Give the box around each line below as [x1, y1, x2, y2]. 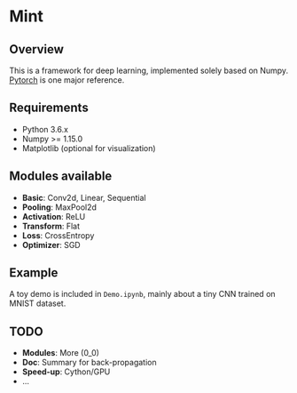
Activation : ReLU [21, 211, 86, 221]
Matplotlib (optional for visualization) [21, 142, 157, 153]
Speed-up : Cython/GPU [21, 366, 111, 377]
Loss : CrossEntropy [21, 229, 95, 241]
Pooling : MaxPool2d [21, 202, 98, 213]
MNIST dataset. [9, 298, 66, 309]
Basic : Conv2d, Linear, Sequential [21, 192, 146, 203]
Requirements [9, 100, 89, 116]
